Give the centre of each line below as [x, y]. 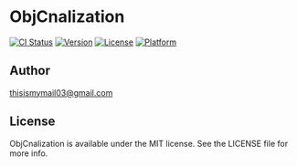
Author [30, 71]
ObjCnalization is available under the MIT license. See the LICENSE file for [149, 143]
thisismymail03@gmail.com [61, 92]
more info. [29, 153]
